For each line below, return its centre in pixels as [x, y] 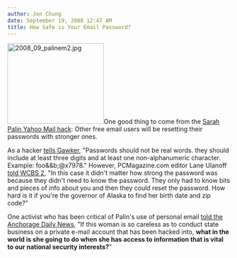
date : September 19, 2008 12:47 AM [60, 21]
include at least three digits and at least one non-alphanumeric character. [114, 158]
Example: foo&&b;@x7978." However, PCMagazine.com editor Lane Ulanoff [117, 166]
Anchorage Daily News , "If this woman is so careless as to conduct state [113, 225]
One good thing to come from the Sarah [162, 122]
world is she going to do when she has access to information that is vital [116, 240]
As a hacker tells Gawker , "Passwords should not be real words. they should [118, 150]
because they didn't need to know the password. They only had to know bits [119, 181]
